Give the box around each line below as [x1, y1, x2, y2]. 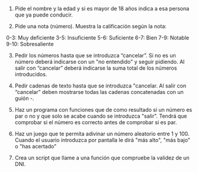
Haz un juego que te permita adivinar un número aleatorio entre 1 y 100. [14, 130, 190, 137]
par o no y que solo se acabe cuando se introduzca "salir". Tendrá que [14, 112, 187, 119]
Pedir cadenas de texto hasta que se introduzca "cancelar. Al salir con [14, 82, 187, 89]
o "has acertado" [14, 143, 57, 150]
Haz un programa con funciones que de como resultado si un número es [14, 106, 193, 113]
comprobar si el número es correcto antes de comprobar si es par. [14, 119, 177, 126]
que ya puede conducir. [14, 11, 73, 18]
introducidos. [14, 71, 47, 77]
